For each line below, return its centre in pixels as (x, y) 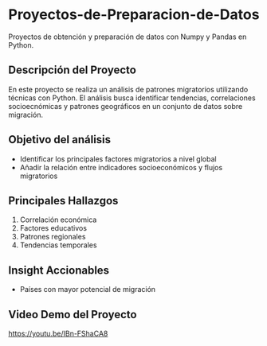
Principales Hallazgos (63, 200)
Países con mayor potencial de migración (88, 290)
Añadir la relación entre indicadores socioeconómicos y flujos (121, 167)
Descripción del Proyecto (73, 70)
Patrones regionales (53, 237)
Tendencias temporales (58, 245)
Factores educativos (53, 228)
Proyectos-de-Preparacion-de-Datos (134, 15)
